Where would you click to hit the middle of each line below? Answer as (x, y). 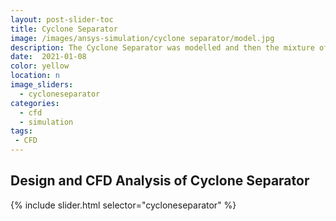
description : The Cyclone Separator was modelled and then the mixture (162, 47)
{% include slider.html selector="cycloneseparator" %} (123, 205)
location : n (35, 76)
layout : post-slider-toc (62, 19)
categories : (35, 103)
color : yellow (40, 66)
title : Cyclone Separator (64, 29)
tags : (21, 131)
